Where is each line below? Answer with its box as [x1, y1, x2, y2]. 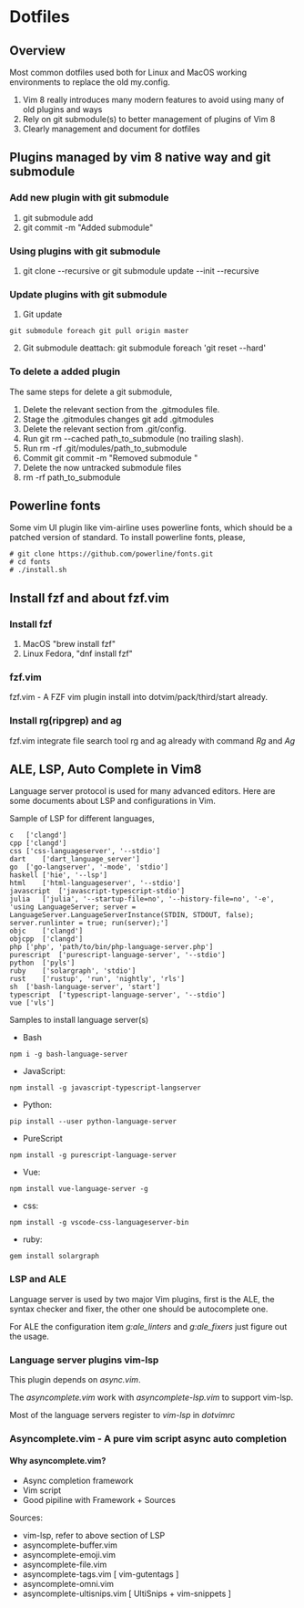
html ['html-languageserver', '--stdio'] [9, 879, 181, 888]
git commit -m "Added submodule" [22, 222, 154, 233]
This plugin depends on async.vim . [9, 1374, 141, 1385]
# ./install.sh [9, 566, 67, 575]
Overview [9, 43, 66, 58]
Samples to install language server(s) [9, 1015, 149, 1026]
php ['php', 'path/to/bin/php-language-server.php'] [9, 943, 214, 952]
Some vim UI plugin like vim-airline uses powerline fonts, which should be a [9, 522, 293, 533]
